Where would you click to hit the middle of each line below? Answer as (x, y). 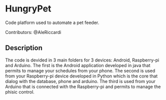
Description (24, 48)
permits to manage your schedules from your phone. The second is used (80, 70)
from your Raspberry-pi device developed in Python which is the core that (81, 76)
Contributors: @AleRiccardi (33, 32)
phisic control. (20, 92)
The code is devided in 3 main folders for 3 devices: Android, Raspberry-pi (82, 60)
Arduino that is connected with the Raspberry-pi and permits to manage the (83, 86)
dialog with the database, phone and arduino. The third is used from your (80, 81)
